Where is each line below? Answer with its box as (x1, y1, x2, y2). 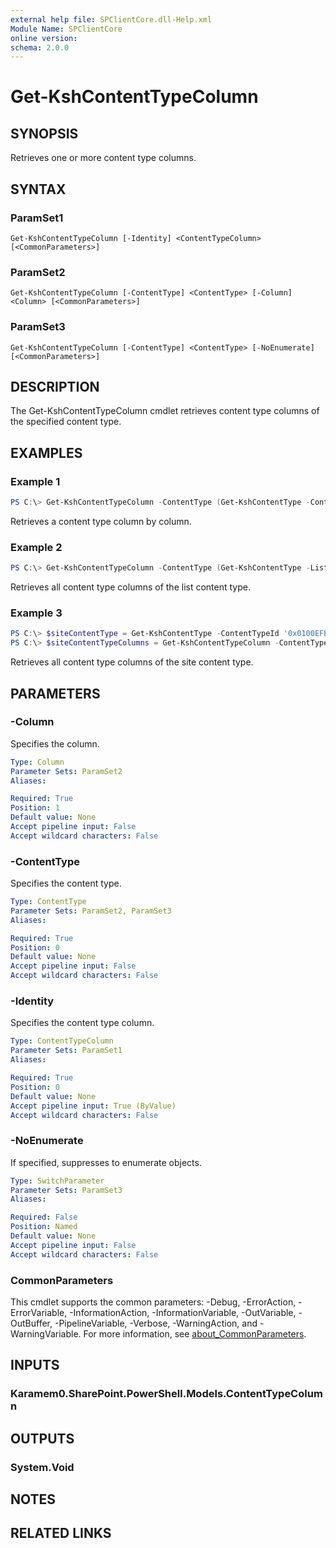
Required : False (10, 1212, 78, 1223)
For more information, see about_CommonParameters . (83, 1328, 307, 1340)
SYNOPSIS (10, 125, 79, 142)
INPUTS (10, 1357, 60, 1374)
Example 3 (10, 606, 63, 620)
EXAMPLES (10, 444, 83, 461)
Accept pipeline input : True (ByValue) (10, 1101, 177, 1111)
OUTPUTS (10, 1430, 75, 1447)
